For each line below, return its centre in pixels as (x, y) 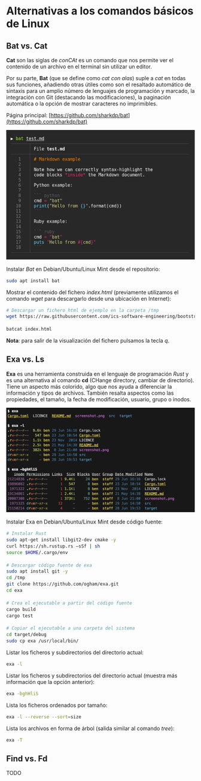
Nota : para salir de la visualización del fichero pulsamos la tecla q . (88, 341)
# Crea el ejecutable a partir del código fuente (69, 603)
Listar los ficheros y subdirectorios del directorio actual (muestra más (92, 676)
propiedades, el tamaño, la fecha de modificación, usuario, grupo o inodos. (99, 399)
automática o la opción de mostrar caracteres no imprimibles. (82, 104)
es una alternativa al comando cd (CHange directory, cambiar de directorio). (100, 380)
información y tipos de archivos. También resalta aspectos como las (90, 393)
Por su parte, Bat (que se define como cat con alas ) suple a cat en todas (96, 78)
